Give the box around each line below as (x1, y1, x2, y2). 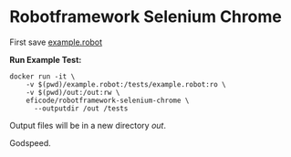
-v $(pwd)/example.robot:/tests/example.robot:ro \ (26, 79, 226, 89)
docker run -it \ (9, 71, 76, 81)
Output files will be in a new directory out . (9, 120, 167, 131)
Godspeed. (9, 137, 52, 148)
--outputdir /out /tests (33, 103, 129, 113)
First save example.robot (9, 37, 103, 47)
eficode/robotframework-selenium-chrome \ (26, 96, 190, 105)
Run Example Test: (9, 54, 82, 65)
